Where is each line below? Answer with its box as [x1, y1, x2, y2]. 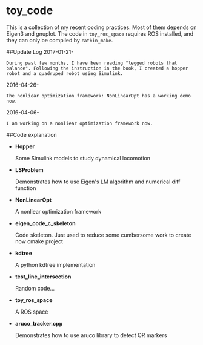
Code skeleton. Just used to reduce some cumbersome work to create [15, 231, 192, 238]
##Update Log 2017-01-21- [6, 48, 74, 55]
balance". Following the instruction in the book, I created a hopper [6, 65, 188, 71]
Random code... [15, 284, 55, 292]
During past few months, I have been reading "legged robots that [6, 60, 178, 66]
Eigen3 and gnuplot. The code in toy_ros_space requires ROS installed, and [6, 30, 194, 37]
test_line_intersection [15, 273, 72, 280]
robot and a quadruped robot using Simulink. [6, 70, 123, 76]
